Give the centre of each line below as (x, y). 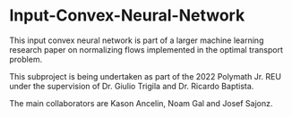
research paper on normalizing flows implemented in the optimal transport (146, 49)
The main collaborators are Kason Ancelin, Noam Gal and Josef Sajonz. (141, 103)
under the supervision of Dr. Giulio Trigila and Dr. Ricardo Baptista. (132, 86)
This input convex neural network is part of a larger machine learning (137, 40)
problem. (26, 59)
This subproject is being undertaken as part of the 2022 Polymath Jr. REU (146, 76)
